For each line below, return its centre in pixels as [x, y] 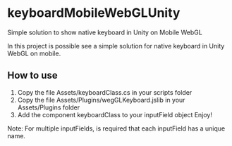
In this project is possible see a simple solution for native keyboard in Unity [116, 46]
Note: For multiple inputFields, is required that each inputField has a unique [116, 128]
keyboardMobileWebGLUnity [94, 13]
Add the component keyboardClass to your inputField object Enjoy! [115, 114]
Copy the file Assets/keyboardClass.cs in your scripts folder [105, 92]
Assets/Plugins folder [49, 107]
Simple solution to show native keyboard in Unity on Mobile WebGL [105, 32]
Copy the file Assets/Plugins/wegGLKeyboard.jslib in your [101, 100]
